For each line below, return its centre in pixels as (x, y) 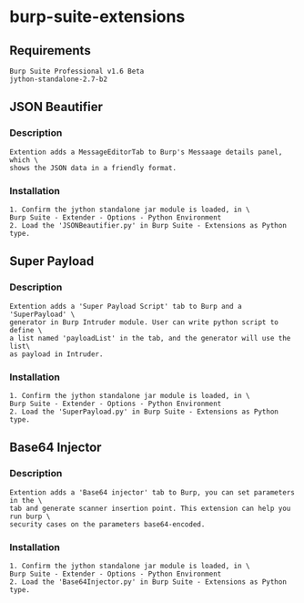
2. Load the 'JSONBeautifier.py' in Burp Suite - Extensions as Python (148, 225)
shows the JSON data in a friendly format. (93, 168)
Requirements (50, 51)
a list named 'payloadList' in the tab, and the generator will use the (150, 338)
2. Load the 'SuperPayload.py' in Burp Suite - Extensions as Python (144, 412)
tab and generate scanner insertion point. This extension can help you (150, 508)
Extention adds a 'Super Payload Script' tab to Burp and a (126, 306)
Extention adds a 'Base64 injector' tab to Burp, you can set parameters (152, 492)
